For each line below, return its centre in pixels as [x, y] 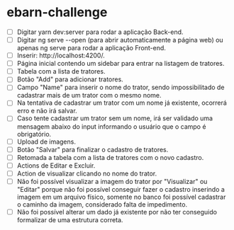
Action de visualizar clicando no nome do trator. [87, 173]
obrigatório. [34, 134]
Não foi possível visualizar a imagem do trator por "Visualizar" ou [112, 181]
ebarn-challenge [57, 12]
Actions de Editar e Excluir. [56, 165]
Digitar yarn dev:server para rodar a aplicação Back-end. [100, 32]
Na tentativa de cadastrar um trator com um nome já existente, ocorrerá [122, 103]
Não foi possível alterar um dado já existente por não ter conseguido [117, 212]
